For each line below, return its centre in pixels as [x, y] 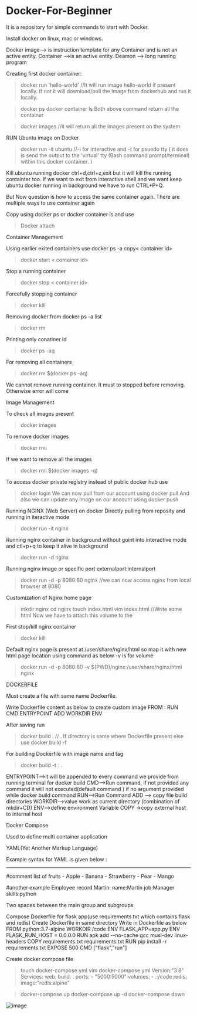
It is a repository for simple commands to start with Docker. [78, 27]
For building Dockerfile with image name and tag [65, 753]
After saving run [26, 725]
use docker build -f [44, 742]
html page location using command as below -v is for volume [80, 656]
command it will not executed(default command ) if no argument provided [95, 789]
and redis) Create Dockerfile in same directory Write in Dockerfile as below [97, 922]
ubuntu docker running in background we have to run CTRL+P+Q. [85, 185]
